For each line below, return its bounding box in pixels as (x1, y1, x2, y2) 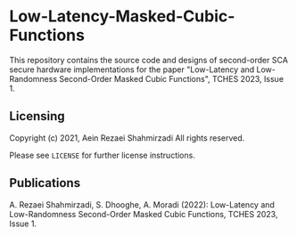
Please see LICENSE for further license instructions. (9, 150, 196, 160)
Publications (9, 175, 81, 191)
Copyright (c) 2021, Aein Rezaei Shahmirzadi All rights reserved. (9, 132, 245, 143)
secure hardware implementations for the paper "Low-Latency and (9, 64, 255, 75)
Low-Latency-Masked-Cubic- (9, 6, 235, 27)
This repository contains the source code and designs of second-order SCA (9, 54, 288, 65)
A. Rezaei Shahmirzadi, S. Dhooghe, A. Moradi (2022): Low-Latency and (9, 199, 275, 210)
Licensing (9, 109, 65, 124)
